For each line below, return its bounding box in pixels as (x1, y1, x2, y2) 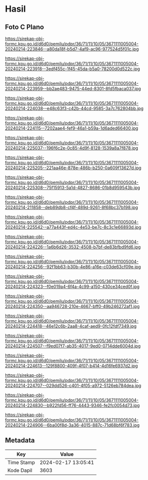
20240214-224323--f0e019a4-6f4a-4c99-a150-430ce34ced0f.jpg (5, 284, 140, 289)
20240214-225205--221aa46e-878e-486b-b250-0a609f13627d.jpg (5, 165, 142, 171)
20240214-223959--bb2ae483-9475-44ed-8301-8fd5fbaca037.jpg (5, 86, 141, 91)
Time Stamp (7, 459, 35, 466)
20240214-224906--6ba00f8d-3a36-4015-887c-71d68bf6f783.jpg (5, 422, 140, 428)
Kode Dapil (7, 467, 33, 474)
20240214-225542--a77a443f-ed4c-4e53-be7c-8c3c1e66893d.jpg (5, 224, 142, 230)
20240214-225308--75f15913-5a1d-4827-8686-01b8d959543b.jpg (5, 185, 140, 191)
